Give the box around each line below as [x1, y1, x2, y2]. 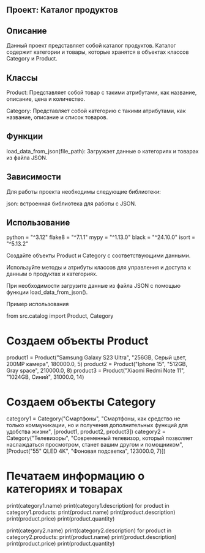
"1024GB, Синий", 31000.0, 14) [6, 373, 84, 381]
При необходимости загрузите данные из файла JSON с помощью [6, 282, 181, 290]
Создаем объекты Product [6, 334, 149, 348]
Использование [6, 218, 70, 228]
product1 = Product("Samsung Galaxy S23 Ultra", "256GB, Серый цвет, [6, 354, 187, 361]
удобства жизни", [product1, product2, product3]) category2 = [6, 428, 166, 436]
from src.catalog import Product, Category [6, 312, 114, 320]
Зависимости [6, 172, 61, 182]
